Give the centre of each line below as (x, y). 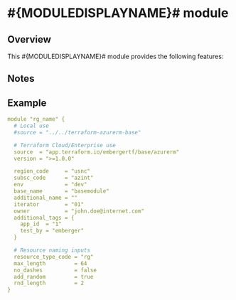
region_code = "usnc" (52, 171)
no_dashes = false (55, 270)
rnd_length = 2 (49, 283)
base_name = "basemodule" (62, 191)
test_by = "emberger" (52, 231)
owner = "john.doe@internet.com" (79, 211)
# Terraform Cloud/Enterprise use (65, 145)
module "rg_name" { (36, 119)
